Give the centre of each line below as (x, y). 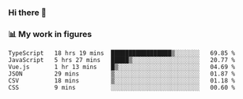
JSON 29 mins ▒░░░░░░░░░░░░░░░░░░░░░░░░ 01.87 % (122, 74)
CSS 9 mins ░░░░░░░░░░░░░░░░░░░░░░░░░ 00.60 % (122, 88)
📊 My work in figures (50, 34)
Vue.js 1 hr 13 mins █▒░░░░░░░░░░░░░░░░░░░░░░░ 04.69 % (122, 67)
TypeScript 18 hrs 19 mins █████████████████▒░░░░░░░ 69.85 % (122, 53)
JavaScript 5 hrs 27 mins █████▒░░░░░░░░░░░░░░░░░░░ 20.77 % (122, 60)
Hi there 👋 (28, 13)
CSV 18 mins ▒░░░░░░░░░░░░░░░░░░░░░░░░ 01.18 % (122, 81)
